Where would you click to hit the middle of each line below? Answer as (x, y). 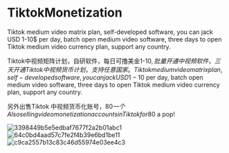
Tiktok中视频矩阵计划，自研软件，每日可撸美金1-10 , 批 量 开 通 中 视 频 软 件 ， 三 (114, 61)
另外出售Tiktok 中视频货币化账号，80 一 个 (66, 106)
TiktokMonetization (65, 13)
